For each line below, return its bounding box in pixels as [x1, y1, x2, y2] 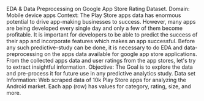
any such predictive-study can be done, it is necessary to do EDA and [6, 44, 183, 51]
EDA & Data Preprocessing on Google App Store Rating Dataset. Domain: [6, 5, 190, 12]
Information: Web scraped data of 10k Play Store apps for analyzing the [6, 76, 187, 83]
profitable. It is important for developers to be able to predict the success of [6, 31, 198, 38]
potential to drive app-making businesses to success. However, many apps [6, 18, 196, 25]
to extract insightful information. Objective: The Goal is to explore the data [6, 63, 193, 71]
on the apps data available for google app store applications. [43, 50, 197, 57]
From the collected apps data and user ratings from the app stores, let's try [6, 57, 196, 64]
